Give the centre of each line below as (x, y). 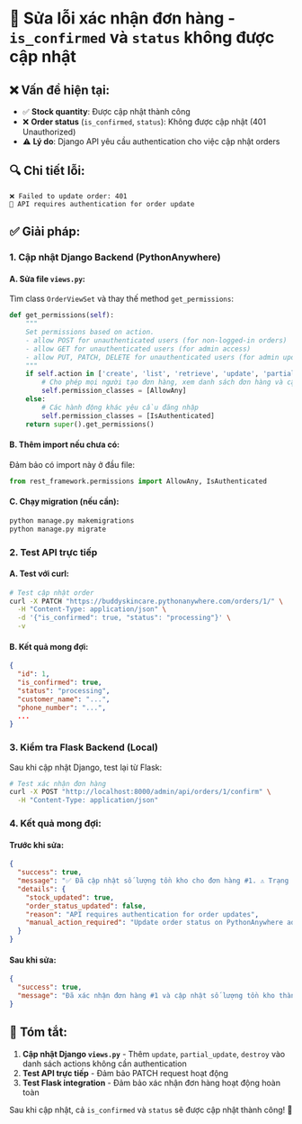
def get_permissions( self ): (62, 315)
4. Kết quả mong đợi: (55, 824)
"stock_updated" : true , (70, 897)
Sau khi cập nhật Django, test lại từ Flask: (86, 767)
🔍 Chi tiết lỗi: (47, 171)
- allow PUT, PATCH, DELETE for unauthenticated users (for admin (152, 357)
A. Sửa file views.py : (47, 279)
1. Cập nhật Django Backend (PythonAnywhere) (115, 258)
